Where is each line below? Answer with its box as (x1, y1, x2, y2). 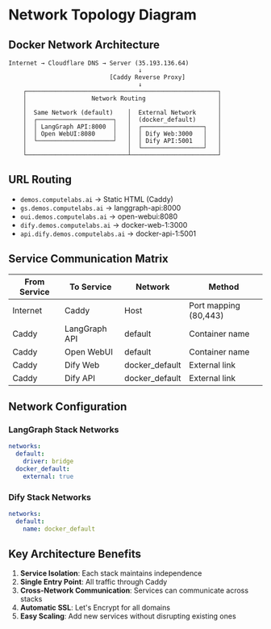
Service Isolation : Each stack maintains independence (19, 568, 202, 578)
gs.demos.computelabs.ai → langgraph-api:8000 (19, 203, 181, 212)
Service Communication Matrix (8, 252, 169, 266)
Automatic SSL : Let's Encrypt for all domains (19, 603, 171, 613)
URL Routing (8, 173, 73, 187)
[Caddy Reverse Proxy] (109, 73, 186, 82)
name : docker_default (23, 525, 95, 533)
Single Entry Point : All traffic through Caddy (19, 577, 168, 587)
